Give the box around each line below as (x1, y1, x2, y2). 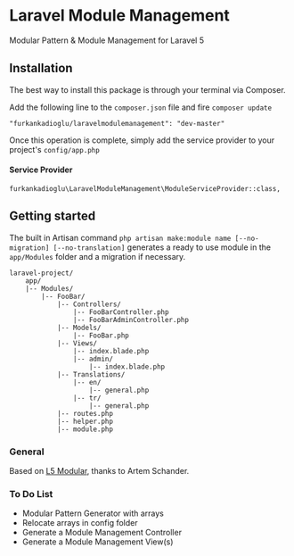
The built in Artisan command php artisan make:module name (9, 232, 232, 243)
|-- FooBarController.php (72, 307, 169, 317)
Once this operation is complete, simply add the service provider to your (9, 135, 274, 145)
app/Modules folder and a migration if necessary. (9, 251, 186, 261)
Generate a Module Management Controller (21, 527, 183, 538)
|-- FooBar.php (72, 331, 129, 340)
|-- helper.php (56, 417, 114, 426)
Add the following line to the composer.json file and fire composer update (9, 102, 273, 112)
